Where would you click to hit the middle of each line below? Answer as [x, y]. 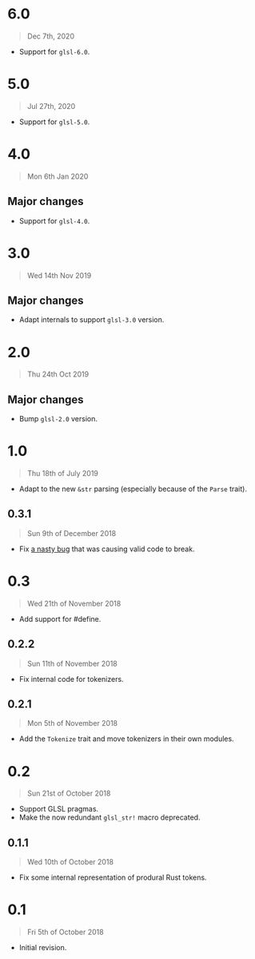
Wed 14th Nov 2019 [59, 275]
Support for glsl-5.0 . [54, 122]
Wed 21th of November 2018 [74, 603]
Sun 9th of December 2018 [72, 533]
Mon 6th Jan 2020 [58, 176]
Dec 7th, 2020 [51, 36]
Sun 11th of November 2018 [72, 663]
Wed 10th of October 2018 [70, 862]
